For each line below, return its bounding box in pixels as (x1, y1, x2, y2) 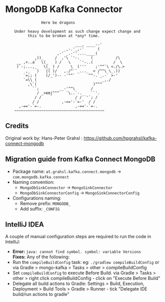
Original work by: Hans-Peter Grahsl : (5, 135, 83, 141)
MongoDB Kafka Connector (5, 4, 123, 15)
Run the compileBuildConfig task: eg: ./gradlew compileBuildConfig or (12, 259, 159, 265)
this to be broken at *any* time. (27, 33, 100, 38)
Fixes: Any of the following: (12, 254, 70, 260)
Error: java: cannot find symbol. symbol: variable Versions (12, 249, 141, 255)
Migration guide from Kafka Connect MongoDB (5, 155, 156, 164)
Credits (5, 122, 29, 130)
